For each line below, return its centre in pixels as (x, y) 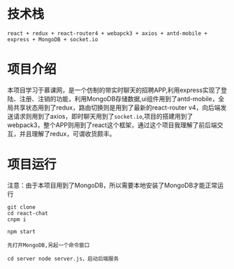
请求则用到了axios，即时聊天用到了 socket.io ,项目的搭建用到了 (103, 116)
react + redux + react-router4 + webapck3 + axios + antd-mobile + (108, 33)
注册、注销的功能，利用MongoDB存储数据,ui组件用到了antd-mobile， (119, 99)
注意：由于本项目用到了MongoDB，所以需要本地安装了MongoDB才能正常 (112, 185)
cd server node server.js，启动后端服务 (63, 259)
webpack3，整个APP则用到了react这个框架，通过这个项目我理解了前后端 (112, 125)
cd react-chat (28, 213)
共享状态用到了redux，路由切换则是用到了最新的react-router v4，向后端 (117, 107)
